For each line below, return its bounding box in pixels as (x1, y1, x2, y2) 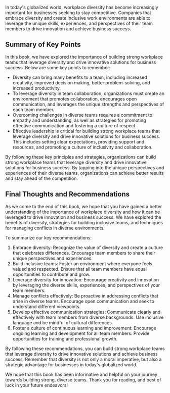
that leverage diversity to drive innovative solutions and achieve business (5, 351, 158, 357)
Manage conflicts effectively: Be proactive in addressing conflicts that (12, 292, 158, 299)
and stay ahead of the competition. (5, 175, 78, 181)
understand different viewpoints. (12, 303, 81, 310)
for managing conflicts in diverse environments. (5, 225, 105, 231)
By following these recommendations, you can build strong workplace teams (5, 346, 165, 352)
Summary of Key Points (5, 40, 81, 49)
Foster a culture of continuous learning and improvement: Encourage (12, 325, 157, 331)
